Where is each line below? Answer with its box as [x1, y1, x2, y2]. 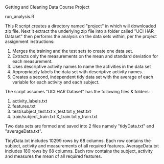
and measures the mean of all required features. [5, 153, 102, 159]
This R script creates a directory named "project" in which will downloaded [5, 23, 156, 29]
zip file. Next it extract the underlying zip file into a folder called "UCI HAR [5, 28, 154, 34]
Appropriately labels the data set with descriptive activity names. [12, 69, 143, 75]
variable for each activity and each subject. [12, 79, 100, 85]
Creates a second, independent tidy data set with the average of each [12, 74, 153, 80]
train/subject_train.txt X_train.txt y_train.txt [12, 114, 98, 119]
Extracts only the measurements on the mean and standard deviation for [12, 53, 158, 59]
